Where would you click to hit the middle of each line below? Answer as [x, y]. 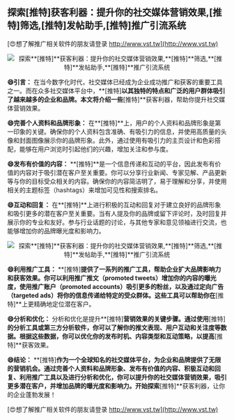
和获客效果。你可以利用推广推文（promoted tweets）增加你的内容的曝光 [112, 278]
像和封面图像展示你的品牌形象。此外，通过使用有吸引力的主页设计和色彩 [111, 140]
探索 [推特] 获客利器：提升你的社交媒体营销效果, [108, 13]
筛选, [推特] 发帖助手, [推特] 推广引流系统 [103, 25]
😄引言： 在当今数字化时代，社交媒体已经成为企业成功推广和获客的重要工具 [115, 81]
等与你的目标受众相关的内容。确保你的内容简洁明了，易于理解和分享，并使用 [117, 181]
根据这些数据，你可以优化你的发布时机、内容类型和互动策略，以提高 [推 [121, 336]
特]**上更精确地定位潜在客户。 [51, 304]
